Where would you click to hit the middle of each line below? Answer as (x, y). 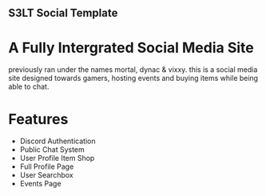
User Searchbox (46, 175)
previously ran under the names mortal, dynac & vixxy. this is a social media (133, 70)
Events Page (40, 184)
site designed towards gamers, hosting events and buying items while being (133, 78)
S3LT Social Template (63, 13)
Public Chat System (52, 150)
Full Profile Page (47, 166)
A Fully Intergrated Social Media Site (131, 48)
